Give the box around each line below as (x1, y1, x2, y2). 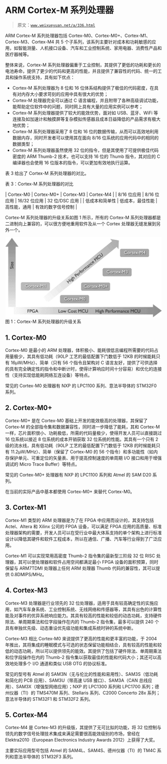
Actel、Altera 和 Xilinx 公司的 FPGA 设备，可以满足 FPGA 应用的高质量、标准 (5, 523, 162, 529)
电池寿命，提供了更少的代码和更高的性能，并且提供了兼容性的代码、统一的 (5, 68, 158, 74)
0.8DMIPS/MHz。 (10, 571, 47, 577)
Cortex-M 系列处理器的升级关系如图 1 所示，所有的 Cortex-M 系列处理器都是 (5, 214, 162, 220)
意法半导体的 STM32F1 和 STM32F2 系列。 (5, 696, 93, 702)
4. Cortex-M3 (5, 586, 48, 595)
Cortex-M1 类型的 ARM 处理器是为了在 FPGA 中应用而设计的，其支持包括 (5, 517, 154, 523)
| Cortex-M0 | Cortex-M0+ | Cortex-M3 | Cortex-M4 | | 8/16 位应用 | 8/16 (5, 191, 154, 197)
